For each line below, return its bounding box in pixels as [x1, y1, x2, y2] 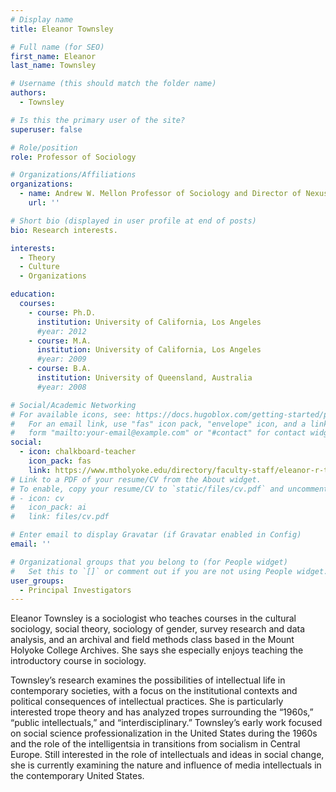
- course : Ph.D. [28, 307, 97, 318]
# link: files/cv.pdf [10, 512, 110, 522]
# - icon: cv [10, 493, 65, 503]
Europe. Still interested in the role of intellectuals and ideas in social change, [10, 749, 325, 761]
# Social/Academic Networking [10, 400, 137, 410]
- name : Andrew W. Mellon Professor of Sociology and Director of [19, 189, 302, 199]
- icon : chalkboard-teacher [19, 447, 137, 457]
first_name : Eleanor [10, 51, 97, 61]
